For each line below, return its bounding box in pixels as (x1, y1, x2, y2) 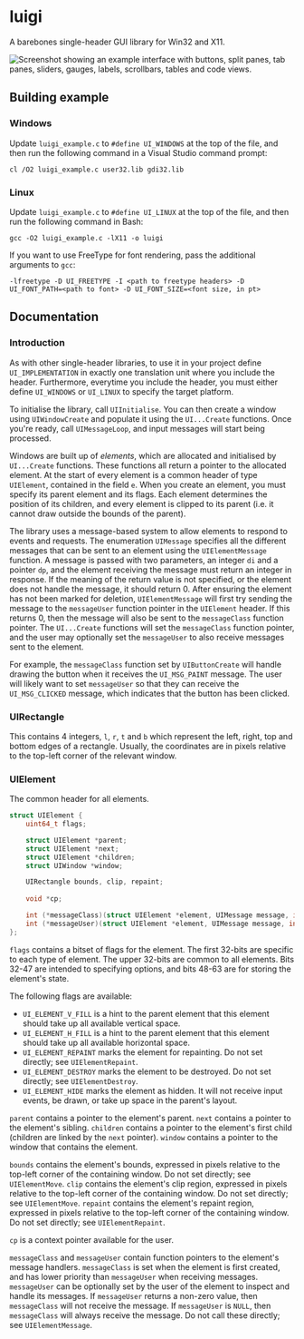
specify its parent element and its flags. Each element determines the (9, 488, 269, 500)
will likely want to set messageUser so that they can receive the (9, 678, 240, 689)
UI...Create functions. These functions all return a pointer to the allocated (9, 460, 287, 471)
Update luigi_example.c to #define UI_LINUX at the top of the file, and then (9, 206, 290, 217)
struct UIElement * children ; (25, 853, 136, 862)
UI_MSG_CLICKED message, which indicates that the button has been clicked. (9, 688, 290, 699)
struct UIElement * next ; (25, 844, 119, 854)
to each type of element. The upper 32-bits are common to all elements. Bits (9, 953, 295, 964)
